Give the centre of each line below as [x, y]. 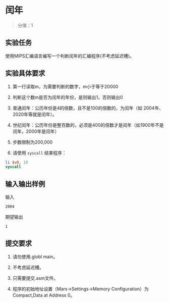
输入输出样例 [25, 184]
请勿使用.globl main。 [35, 257]
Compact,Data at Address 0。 [44, 295]
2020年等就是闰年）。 [35, 114]
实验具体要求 [25, 73]
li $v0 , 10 [17, 162]
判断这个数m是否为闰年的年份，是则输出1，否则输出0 [68, 97]
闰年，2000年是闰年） [36, 131]
